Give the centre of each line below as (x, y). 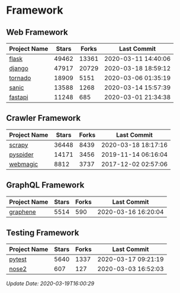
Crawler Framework (44, 118)
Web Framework (37, 32)
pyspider (21, 154)
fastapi (19, 97)
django (19, 68)
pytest (18, 259)
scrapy (19, 144)
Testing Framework (43, 233)
